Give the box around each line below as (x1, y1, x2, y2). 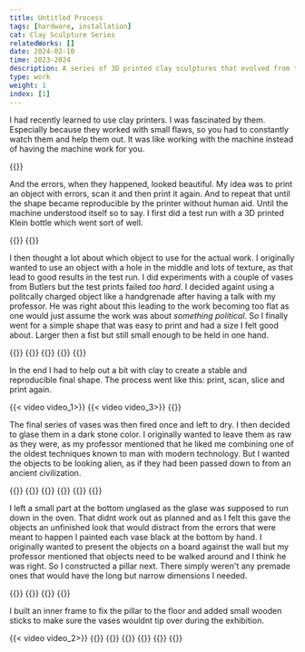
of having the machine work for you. (9, 143, 145, 154)
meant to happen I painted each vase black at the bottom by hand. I (9, 531, 262, 542)
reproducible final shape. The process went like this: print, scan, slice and (9, 374, 285, 385)
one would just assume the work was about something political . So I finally (9, 310, 289, 321)
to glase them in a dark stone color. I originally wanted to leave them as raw (9, 429, 292, 440)
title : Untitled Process (9, 13, 103, 23)
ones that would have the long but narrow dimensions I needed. (9, 569, 248, 581)
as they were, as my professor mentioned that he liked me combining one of (9, 438, 294, 449)
